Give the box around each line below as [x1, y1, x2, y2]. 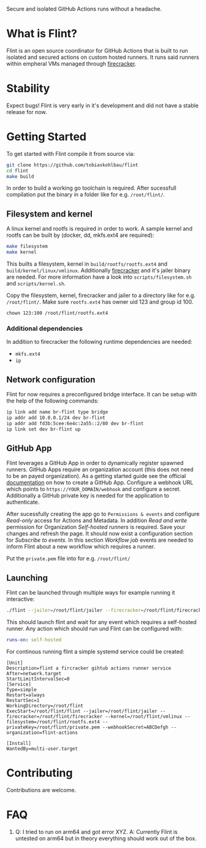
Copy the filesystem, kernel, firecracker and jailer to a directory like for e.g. [6, 291, 196, 299]
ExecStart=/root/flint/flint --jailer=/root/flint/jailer [6, 708, 158, 714]
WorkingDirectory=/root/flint [6, 703, 84, 709]
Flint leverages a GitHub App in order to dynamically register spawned [6, 460, 184, 467]
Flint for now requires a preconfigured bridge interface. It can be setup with [6, 391, 197, 398]
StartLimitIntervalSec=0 [6, 676, 70, 682]
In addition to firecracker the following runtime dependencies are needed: [6, 338, 193, 345]
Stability [6, 82, 50, 96]
